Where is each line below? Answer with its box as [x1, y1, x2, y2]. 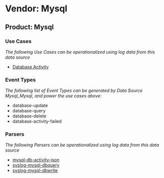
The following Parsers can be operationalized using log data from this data [5, 142, 160, 148]
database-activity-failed [12, 118, 62, 124]
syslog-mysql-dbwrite [12, 168, 58, 174]
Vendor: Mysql [5, 3, 68, 14]
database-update [12, 102, 48, 108]
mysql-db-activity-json [12, 157, 60, 163]
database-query [12, 108, 46, 114]
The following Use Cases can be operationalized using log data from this [5, 49, 155, 55]
